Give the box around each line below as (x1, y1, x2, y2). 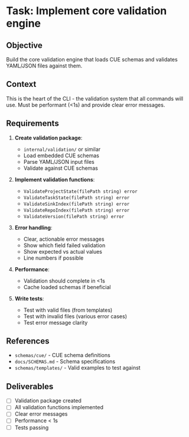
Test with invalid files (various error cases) (23, 312, 128, 320)
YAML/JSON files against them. (6, 62, 83, 69)
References (6, 336, 50, 347)
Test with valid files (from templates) (23, 306, 113, 313)
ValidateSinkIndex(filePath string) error (23, 201, 130, 207)
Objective (6, 40, 43, 50)
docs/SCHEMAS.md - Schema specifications (14, 358, 116, 365)
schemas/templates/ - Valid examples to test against (14, 364, 141, 371)
